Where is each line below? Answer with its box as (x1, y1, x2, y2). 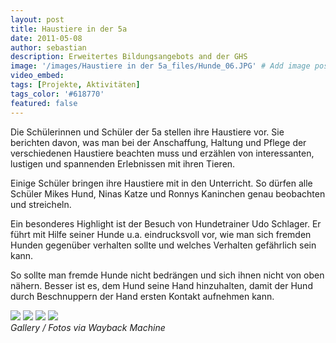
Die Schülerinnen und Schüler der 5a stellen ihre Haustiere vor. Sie (10, 126, 285, 138)
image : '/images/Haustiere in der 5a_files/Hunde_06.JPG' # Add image (10, 61, 311, 71)
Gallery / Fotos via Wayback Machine (10, 321, 166, 333)
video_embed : (10, 71, 65, 81)
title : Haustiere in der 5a (10, 24, 128, 34)
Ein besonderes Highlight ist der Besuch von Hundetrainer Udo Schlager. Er (10, 217, 322, 230)
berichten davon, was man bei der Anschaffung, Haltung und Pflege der (10, 136, 307, 148)
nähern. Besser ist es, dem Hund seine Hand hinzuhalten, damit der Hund (10, 279, 313, 291)
